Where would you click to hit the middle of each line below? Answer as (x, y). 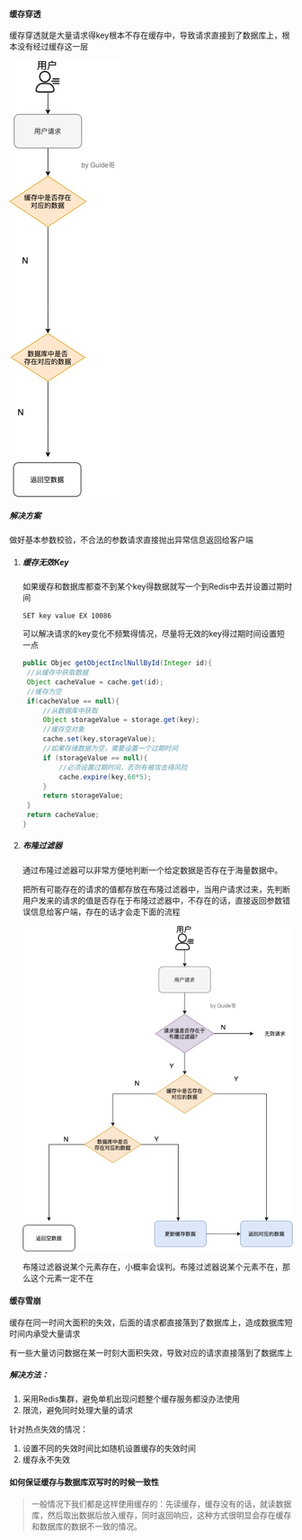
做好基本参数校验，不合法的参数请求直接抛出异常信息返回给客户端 (131, 540)
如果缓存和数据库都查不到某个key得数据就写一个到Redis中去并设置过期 (153, 587)
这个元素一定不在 (62, 1278)
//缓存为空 (44, 691)
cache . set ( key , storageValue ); (99, 739)
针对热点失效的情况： (49, 1429)
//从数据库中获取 (71, 710)
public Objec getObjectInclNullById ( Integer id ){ (117, 663)
